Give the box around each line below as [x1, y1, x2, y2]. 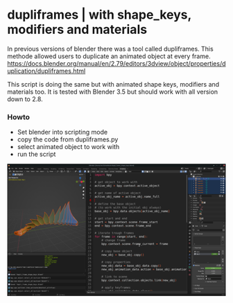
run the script [17, 150, 56, 159]
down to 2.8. [7, 94, 43, 103]
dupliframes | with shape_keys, [7, 7, 192, 23]
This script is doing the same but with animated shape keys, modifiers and [7, 80, 220, 88]
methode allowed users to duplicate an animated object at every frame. [7, 52, 211, 60]
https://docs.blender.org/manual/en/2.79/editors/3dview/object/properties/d [7, 59, 227, 67]
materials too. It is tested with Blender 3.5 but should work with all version [7, 87, 218, 96]
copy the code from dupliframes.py [17, 135, 119, 144]
